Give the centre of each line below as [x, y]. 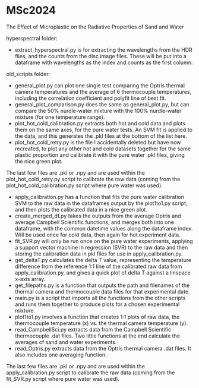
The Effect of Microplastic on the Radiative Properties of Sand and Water [95, 27]
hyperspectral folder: [32, 38]
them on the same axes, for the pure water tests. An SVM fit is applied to [104, 130]
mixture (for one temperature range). [60, 117]
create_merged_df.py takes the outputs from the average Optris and [98, 216]
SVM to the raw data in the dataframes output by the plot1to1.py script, [101, 203]
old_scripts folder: [28, 74]
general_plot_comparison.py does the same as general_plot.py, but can [102, 104]
